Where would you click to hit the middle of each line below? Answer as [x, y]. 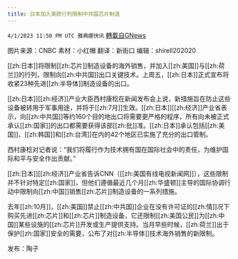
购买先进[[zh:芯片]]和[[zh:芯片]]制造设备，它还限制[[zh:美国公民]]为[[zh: [113, 215]
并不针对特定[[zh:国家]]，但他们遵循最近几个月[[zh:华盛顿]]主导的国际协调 [116, 182]
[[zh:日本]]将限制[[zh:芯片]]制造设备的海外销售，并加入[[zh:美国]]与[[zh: [113, 66]
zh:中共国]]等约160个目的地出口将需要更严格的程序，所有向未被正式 [130, 116]
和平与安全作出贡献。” [45, 158]
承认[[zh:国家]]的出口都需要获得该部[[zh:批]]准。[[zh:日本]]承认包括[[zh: [113, 125]
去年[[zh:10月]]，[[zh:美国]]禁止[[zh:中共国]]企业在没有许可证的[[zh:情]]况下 [119, 206]
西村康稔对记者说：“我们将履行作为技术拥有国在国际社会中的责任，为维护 [115, 149]
